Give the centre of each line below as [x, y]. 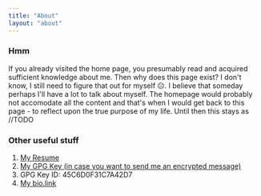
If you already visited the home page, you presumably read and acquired [128, 68]
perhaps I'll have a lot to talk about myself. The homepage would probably [130, 94]
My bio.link [38, 183]
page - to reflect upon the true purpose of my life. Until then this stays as [129, 111]
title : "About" [34, 16]
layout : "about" [35, 23]
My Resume [40, 158]
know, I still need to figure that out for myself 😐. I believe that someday [126, 86]
